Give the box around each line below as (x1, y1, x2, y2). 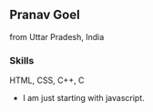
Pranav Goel (9, 7, 80, 23)
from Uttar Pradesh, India (9, 31, 105, 42)
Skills (9, 54, 35, 66)
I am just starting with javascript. (22, 93, 146, 104)
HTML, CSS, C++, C (9, 75, 85, 86)
